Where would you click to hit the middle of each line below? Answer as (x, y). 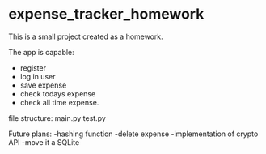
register (33, 68)
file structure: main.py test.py (57, 118)
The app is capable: (41, 52)
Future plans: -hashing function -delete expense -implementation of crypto (133, 134)
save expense (43, 85)
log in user (38, 76)
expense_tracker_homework (106, 14)
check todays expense (58, 93)
